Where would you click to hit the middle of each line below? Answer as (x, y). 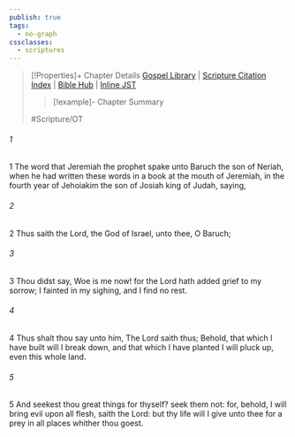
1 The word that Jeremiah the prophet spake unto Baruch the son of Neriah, (147, 167)
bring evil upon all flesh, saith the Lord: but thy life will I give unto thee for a (146, 414)
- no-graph (37, 34)
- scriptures (41, 50)
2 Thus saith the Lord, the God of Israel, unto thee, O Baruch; (120, 233)
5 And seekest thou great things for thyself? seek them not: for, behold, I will (148, 404)
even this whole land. (48, 356)
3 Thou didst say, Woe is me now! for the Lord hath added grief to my (136, 280)
